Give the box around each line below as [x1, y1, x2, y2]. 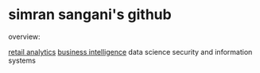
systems [8, 56, 36, 65]
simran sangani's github [8, 6, 173, 24]
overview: [8, 32, 41, 41]
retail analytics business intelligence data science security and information [8, 47, 253, 56]
